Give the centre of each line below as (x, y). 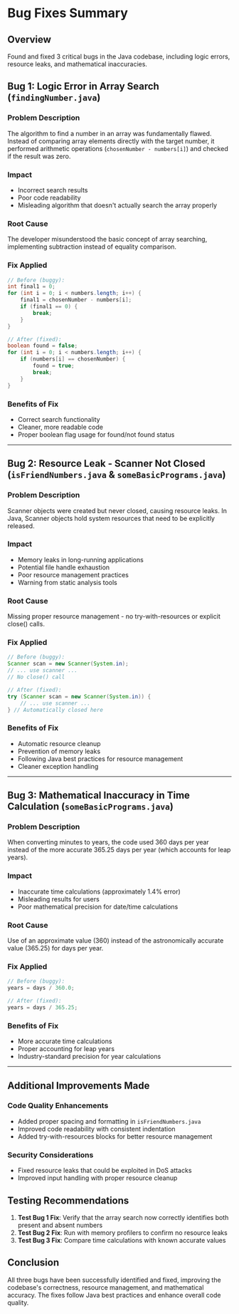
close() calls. (26, 624)
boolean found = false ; (43, 346)
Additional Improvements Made (79, 1086)
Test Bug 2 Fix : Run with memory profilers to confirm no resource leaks (122, 1232)
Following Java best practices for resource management (100, 759)
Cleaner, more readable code (60, 427)
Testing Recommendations (68, 1200)
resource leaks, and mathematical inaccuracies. (78, 64)
